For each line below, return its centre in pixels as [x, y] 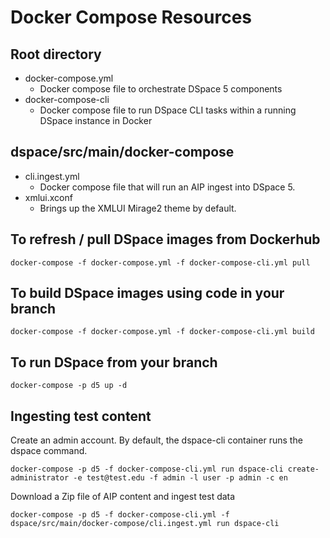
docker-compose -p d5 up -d [69, 386]
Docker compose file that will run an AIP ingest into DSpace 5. [167, 187]
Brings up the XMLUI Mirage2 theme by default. [138, 208]
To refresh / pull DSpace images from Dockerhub [165, 239]
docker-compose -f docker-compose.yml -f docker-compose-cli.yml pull [160, 262]
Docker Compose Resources [131, 17]
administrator [40, 478]
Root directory [56, 54]
